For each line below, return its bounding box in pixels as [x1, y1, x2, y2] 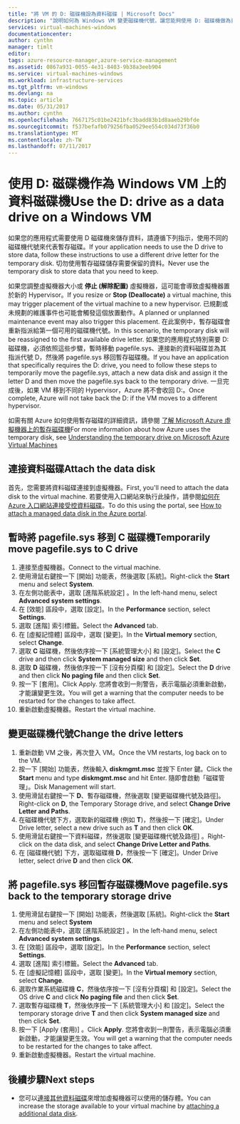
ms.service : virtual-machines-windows [8, 70, 123, 77]
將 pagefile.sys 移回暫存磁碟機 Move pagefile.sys [8, 878, 229, 890]
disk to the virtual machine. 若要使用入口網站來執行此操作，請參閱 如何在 [8, 492, 220, 501]
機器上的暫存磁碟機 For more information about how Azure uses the [14, 425, 211, 434]
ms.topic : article [8, 97, 63, 104]
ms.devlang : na [8, 90, 53, 97]
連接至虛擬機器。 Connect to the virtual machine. [18, 563, 161, 571]
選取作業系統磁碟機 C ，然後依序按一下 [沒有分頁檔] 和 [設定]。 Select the [18, 984, 231, 994]
